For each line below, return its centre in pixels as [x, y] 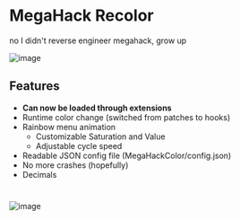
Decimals [39, 174]
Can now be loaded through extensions [97, 108]
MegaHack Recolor [81, 16]
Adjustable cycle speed [79, 145]
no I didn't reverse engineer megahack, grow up [98, 40]
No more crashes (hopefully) [75, 165]
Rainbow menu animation [69, 127]
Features [34, 86]
